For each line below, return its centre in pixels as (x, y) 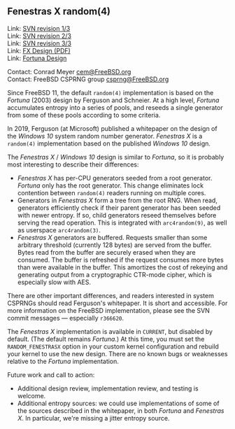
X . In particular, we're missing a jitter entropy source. (93, 418)
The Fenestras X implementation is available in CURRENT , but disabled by (110, 331)
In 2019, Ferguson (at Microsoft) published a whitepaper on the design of (113, 128)
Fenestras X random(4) (59, 12)
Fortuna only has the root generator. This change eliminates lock (111, 185)
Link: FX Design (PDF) (39, 50)
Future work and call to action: (51, 374)
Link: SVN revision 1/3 (39, 28)
